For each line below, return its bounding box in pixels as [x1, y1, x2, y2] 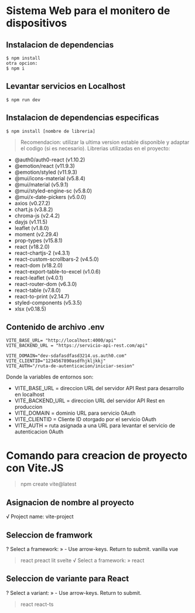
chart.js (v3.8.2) [14, 206, 53, 213]
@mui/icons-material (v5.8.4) [14, 174, 86, 182]
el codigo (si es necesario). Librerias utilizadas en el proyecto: [20, 144, 170, 151]
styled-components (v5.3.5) [14, 299, 82, 306]
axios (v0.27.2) [14, 199, 51, 206]
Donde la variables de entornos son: [6, 373, 94, 381]
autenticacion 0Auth [14, 428, 64, 435]
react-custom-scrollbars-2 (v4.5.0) [14, 256, 100, 263]
